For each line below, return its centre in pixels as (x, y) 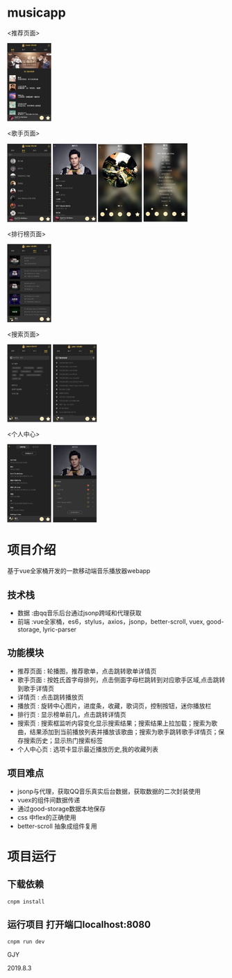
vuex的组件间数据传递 (49, 799)
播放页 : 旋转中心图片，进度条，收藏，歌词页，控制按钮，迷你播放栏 (114, 706)
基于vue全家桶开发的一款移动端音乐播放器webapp (79, 571)
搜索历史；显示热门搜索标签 (63, 740)
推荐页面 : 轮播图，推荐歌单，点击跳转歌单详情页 (87, 671)
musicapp (36, 13)
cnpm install (26, 902)
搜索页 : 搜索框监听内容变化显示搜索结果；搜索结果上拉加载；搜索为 (114, 723)
